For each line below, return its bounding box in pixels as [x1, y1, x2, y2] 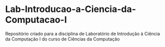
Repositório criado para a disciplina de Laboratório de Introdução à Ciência [5, 30, 160, 36]
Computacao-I [5, 14, 67, 25]
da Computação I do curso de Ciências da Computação [5, 36, 120, 42]
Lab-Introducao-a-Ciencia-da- [5, 3, 136, 15]
